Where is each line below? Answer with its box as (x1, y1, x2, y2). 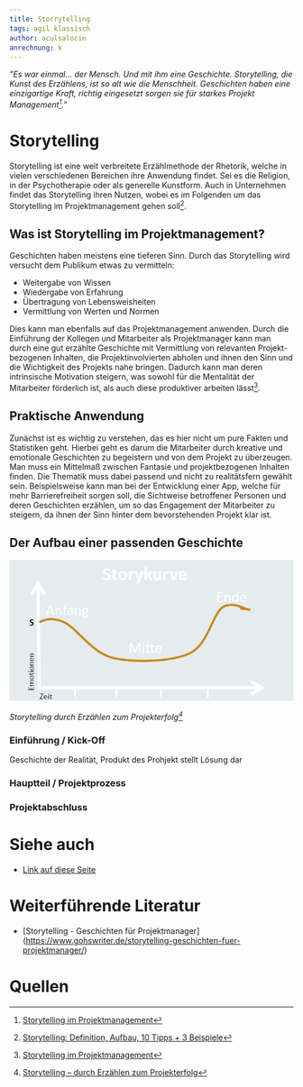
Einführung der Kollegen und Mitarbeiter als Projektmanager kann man (9, 333, 271, 344)
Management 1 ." (9, 97, 68, 110)
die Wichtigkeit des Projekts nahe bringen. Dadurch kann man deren (9, 361, 263, 373)
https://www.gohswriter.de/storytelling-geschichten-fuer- (25, 936, 241, 946)
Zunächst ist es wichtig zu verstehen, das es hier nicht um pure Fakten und (9, 433, 289, 443)
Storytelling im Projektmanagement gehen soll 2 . (9, 198, 188, 211)
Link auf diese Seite (22, 864, 96, 875)
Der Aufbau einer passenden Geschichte (9, 535, 243, 551)
